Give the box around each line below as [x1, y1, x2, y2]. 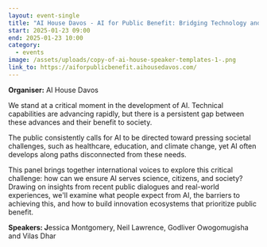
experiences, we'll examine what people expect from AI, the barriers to [8, 190, 241, 199]
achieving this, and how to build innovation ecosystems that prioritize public [8, 199, 257, 208]
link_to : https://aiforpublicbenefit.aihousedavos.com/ [8, 64, 197, 71]
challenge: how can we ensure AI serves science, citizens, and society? [8, 173, 243, 183]
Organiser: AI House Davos [8, 85, 99, 95]
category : [8, 41, 41, 49]
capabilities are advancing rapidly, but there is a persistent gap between [8, 109, 245, 118]
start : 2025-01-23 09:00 [8, 26, 91, 34]
